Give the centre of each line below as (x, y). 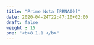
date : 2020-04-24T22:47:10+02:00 (47, 17)
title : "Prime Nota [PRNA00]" (43, 11)
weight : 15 (21, 28)
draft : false (22, 22)
